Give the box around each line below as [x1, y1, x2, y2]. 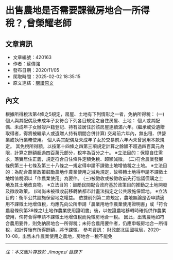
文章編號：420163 [12, 54, 52, 60]
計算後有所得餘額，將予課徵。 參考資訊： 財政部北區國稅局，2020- [19, 227, 161, 233]
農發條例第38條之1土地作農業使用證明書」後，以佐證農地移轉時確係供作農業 [5, 207, 166, 213]
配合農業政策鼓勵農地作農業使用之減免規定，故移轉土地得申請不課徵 [19, 169, 163, 175]
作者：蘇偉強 [12, 61, 40, 67]
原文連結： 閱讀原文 [12, 80, 54, 86]
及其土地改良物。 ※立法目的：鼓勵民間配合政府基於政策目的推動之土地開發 [9, 181, 167, 188]
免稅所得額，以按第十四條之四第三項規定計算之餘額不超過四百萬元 [20, 143, 160, 149]
